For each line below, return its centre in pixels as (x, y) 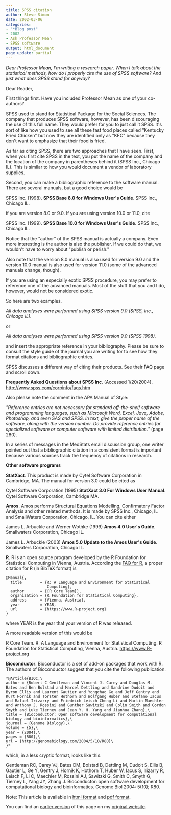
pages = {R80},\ (23, 737)
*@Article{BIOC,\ (24, 678)
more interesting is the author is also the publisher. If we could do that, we (84, 244)
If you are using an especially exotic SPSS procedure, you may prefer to (81, 280)
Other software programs (33, 465)
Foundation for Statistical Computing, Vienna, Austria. (62, 648)
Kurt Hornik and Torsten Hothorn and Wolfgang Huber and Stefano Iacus (83, 696)
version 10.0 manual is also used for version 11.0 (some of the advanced (81, 265)
